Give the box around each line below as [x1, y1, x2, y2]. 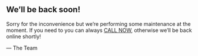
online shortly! [6, 32, 42, 40]
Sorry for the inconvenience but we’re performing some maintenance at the [6, 20, 191, 27]
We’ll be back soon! [6, 5, 81, 15]
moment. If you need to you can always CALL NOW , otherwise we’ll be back [6, 27, 192, 34]
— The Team [6, 44, 37, 51]
